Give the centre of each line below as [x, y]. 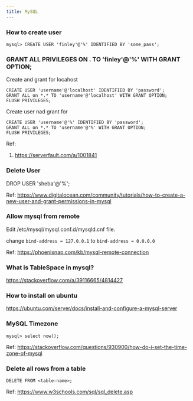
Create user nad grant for [37, 112]
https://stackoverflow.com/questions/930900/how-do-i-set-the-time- [102, 347]
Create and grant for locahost [42, 80]
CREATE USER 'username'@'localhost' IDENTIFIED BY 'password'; [86, 90]
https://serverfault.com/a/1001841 [56, 155]
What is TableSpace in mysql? [50, 268]
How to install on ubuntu [42, 296]
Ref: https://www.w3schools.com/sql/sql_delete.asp [69, 392]
